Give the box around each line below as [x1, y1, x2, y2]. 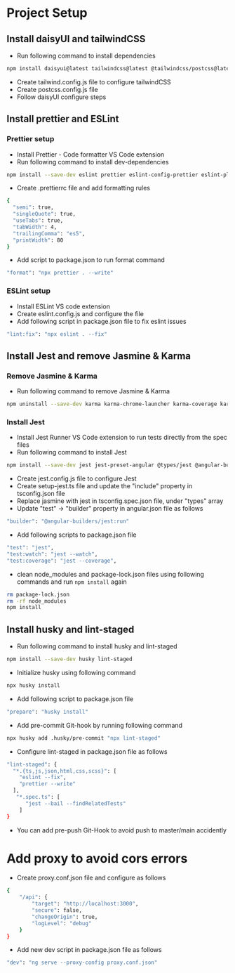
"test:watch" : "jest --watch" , [6, 550, 98, 558]
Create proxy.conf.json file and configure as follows [16, 873, 166, 882]
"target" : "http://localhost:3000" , [32, 901, 139, 908]
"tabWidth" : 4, [13, 223, 58, 230]
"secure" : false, [32, 907, 82, 914]
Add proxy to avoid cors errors [6, 850, 188, 866]
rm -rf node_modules [6, 597, 67, 605]
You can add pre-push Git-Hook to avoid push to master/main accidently [16, 825, 227, 834]
